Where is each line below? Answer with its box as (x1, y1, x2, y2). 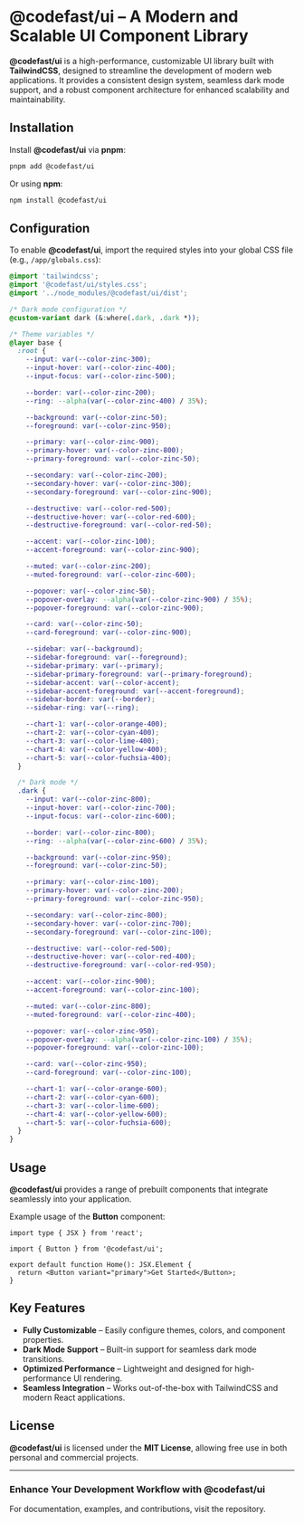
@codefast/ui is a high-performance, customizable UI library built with (9, 55, 274, 66)
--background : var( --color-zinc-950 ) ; (25, 852, 172, 861)
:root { (17, 347, 47, 356)
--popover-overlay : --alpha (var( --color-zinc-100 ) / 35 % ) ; (25, 1034, 253, 1044)
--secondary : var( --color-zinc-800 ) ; (25, 910, 168, 919)
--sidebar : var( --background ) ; (25, 644, 144, 653)
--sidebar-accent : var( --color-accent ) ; (25, 678, 180, 687)
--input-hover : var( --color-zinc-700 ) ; (25, 804, 176, 813)
